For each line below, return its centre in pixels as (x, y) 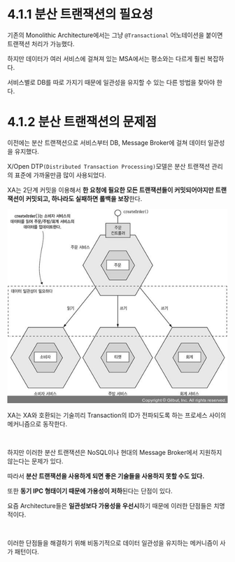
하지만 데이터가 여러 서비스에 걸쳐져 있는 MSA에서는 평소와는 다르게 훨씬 (107, 58)
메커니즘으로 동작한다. (37, 424)
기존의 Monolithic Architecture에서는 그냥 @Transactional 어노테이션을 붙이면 (115, 35)
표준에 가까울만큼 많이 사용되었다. (60, 175)
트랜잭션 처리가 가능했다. (41, 43)
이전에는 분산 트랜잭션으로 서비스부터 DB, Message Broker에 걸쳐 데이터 (107, 142)
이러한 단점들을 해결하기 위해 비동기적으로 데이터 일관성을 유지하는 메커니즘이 (113, 543)
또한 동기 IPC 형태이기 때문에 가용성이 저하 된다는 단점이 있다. (90, 491)
